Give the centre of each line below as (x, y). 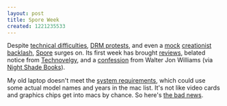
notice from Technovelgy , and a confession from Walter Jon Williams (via (110, 60)
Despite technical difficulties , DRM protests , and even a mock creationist (109, 46)
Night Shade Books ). (36, 67)
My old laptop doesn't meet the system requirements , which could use (106, 81)
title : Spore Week (33, 20)
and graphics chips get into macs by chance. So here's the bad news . (105, 95)
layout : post (26, 13)
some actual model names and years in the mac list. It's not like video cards (113, 88)
